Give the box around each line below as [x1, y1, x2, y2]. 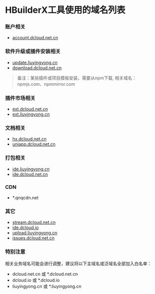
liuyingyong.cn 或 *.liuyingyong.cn [12, 283, 82, 289]
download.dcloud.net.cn [12, 65, 62, 70]
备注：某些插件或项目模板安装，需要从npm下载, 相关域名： [17, 75, 137, 81]
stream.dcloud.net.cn [12, 220, 56, 226]
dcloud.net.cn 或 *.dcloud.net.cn [12, 271, 78, 277]
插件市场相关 [5, 95, 36, 101]
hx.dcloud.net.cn [12, 136, 47, 142]
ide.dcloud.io [12, 225, 39, 230]
